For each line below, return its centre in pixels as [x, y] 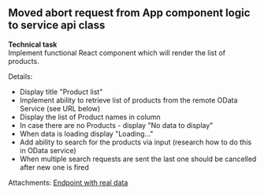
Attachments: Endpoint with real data [68, 182]
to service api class [57, 26]
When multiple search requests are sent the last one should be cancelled [138, 159]
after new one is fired [54, 167]
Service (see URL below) [60, 108]
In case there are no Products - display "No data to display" [116, 125]
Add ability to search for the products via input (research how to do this [136, 142]
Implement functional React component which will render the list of [117, 52]
